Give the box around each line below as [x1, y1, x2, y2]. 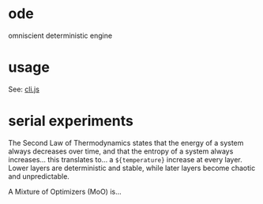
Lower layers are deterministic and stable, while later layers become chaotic [8, 163, 256, 172]
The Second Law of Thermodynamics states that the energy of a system [8, 138, 244, 147]
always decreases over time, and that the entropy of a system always [8, 147, 234, 156]
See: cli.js [8, 84, 39, 94]
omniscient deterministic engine [8, 31, 113, 40]
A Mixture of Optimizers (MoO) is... [8, 187, 122, 196]
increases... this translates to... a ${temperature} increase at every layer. [8, 154, 242, 164]
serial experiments [8, 112, 134, 130]
